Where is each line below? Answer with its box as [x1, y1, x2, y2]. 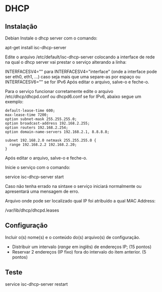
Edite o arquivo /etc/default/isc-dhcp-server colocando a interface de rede [5, 54, 155, 60]
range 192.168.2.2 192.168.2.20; [9, 142, 77, 147]
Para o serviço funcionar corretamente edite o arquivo [5, 89, 113, 94]
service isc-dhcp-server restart [5, 281, 68, 287]
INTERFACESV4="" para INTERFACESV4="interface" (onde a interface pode [5, 69, 157, 74]
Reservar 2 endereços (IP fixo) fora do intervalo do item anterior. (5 [12, 249, 146, 255]
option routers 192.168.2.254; [5, 125, 68, 130]
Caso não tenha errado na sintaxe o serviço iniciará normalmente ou [5, 183, 142, 189]
